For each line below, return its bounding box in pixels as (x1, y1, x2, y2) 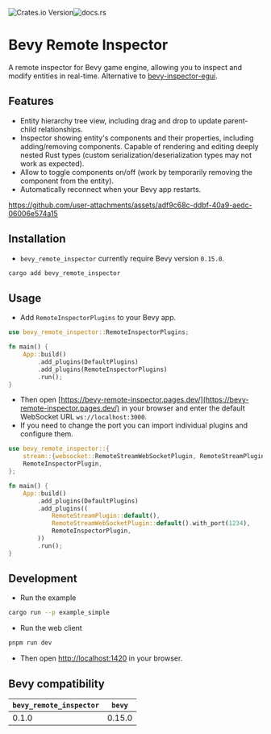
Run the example (19, 593, 77, 603)
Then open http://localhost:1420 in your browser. (19, 653, 183, 663)
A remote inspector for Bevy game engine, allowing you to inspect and (8, 62, 242, 72)
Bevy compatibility (8, 677, 105, 690)
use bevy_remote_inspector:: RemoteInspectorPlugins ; (8, 328, 190, 336)
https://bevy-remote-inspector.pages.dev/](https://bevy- (60, 395, 249, 405)
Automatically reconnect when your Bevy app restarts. (19, 184, 202, 194)
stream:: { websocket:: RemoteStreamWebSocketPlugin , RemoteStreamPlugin (23, 452, 265, 461)
